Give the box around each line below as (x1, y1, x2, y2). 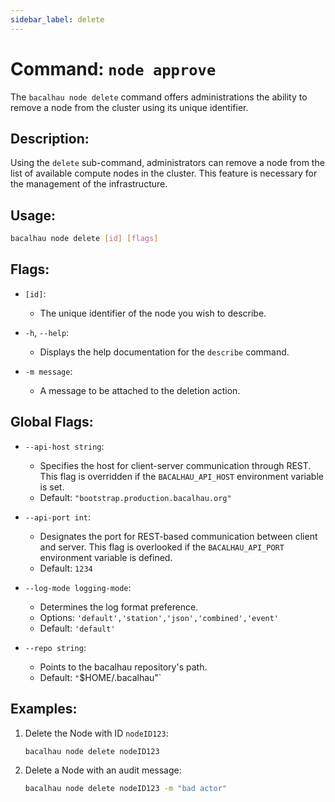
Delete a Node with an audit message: (24, 764, 182, 776)
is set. (39, 481, 65, 493)
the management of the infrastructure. (10, 178, 168, 190)
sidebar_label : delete (10, 14, 105, 25)
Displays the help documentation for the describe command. (39, 346, 290, 358)
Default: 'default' (39, 622, 116, 634)
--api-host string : (24, 440, 105, 452)
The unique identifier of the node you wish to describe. (39, 307, 267, 319)
